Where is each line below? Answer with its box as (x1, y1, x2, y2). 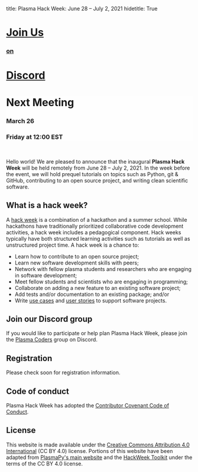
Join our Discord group (6, 314, 93, 324)
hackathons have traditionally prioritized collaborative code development (6, 222, 184, 229)
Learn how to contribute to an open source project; (14, 253, 139, 260)
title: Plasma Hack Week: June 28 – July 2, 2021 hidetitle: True (6, 5, 158, 12)
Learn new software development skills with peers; (14, 259, 139, 266)
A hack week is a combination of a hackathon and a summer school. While (6, 216, 187, 223)
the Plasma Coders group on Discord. (6, 336, 98, 343)
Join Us (6, 26, 44, 39)
